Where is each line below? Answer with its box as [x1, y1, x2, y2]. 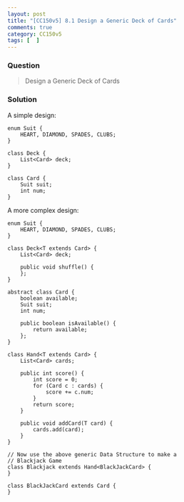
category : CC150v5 [7, 30, 62, 38]
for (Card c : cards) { [33, 382, 103, 389]
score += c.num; [45, 388, 94, 396]
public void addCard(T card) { [20, 419, 113, 427]
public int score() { [20, 369, 84, 377]
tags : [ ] [7, 37, 40, 44]
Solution [7, 94, 38, 104]
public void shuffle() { [20, 263, 94, 271]
